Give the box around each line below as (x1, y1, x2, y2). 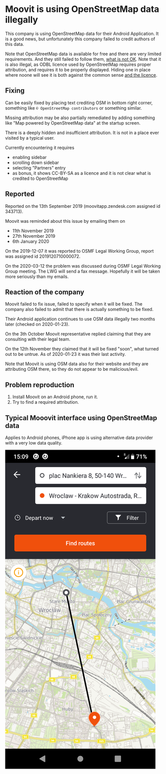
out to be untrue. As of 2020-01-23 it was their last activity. (5, 351, 126, 357)
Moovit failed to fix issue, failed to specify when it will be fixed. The (5, 301, 143, 307)
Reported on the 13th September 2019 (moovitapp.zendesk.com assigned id (5, 203, 161, 209)
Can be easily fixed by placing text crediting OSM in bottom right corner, (5, 100, 153, 106)
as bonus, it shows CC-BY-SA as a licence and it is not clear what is (12, 170, 151, 176)
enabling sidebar (12, 154, 47, 160)
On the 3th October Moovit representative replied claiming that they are (5, 331, 151, 337)
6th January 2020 (12, 238, 50, 244)
